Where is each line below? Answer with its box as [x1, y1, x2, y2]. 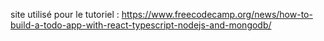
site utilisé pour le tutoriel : [10, 9, 120, 20]
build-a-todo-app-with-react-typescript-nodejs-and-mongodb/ [10, 19, 272, 31]
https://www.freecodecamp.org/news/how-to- [121, 9, 313, 20]
